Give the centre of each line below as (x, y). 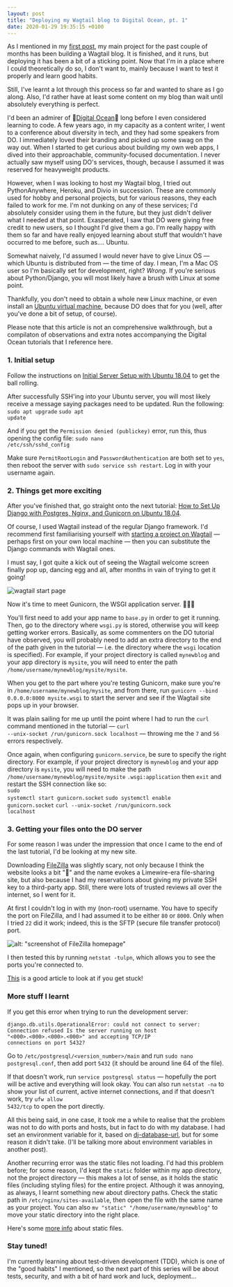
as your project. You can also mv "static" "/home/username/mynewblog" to (112, 1207)
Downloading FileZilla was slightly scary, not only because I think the (106, 865)
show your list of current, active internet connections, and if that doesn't (111, 1091)
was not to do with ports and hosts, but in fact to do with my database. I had (116, 1127)
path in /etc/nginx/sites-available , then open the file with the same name (115, 1200)
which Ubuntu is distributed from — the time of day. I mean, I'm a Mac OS (113, 263)
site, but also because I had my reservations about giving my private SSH (112, 880)
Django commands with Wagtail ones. (62, 548)
